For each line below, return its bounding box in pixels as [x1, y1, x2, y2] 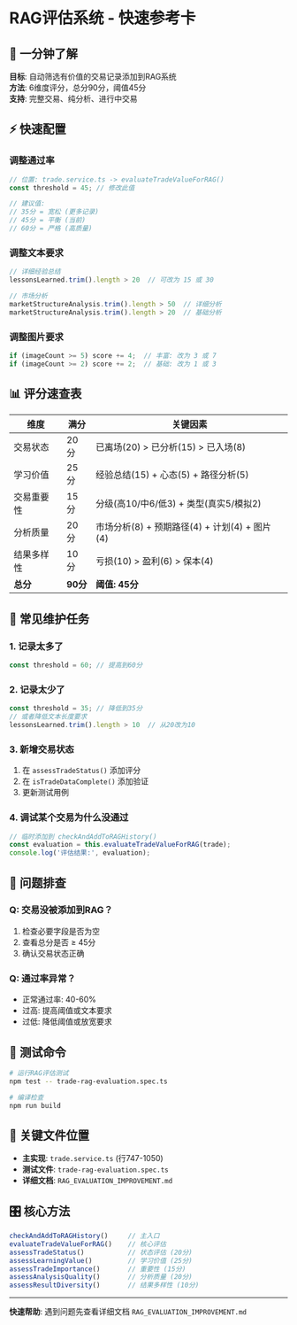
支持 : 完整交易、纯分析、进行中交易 [9, 94, 138, 104]
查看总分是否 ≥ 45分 [21, 936, 96, 948]
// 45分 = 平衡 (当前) [9, 216, 87, 225]
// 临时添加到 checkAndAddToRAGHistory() [9, 832, 157, 841]
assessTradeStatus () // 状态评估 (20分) [9, 1248, 193, 1257]
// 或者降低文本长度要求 [9, 712, 88, 722]
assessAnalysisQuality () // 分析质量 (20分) [9, 1273, 193, 1282]
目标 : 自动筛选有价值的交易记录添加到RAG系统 [9, 72, 177, 81]
